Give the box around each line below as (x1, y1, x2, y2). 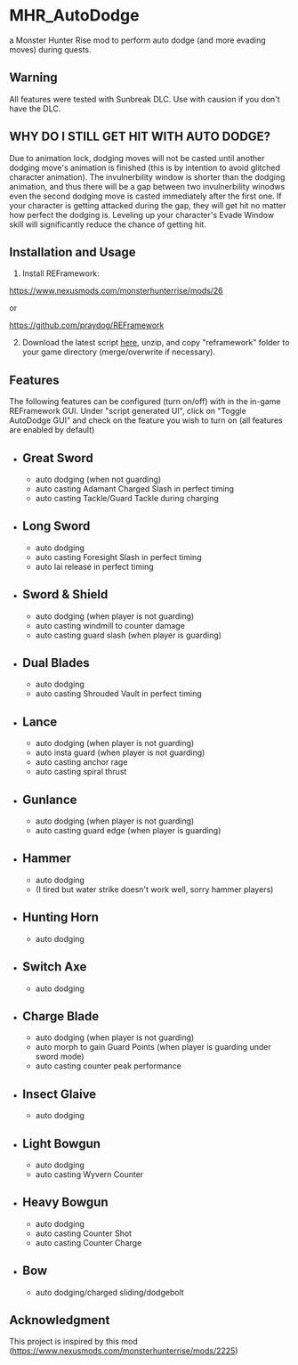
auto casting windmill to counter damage (35, 620, 185, 630)
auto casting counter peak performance (35, 1060, 182, 1071)
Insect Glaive (21, 1086, 97, 1101)
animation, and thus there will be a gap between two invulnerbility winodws (9, 181, 286, 191)
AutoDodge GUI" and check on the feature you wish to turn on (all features (9, 415, 283, 426)
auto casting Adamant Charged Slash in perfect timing (35, 483, 234, 494)
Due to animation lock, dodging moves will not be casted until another (9, 152, 265, 163)
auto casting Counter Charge (35, 1237, 142, 1247)
